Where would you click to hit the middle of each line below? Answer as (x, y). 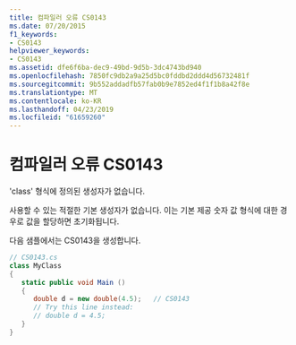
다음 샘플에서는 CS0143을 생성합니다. (75, 241)
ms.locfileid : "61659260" (57, 117)
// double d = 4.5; (69, 316)
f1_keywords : (34, 34)
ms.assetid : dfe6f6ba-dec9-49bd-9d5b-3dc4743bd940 (106, 68)
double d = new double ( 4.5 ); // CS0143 (111, 299)
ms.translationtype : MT (54, 92)
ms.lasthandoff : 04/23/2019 (62, 109)
